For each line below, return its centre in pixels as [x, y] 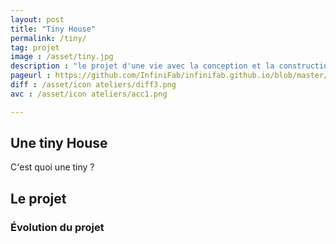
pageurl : [31, 76]
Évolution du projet [57, 227]
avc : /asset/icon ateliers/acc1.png [89, 94]
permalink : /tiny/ [48, 38]
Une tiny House [59, 143]
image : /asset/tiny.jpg [62, 57]
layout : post [37, 19]
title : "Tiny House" [53, 29]
